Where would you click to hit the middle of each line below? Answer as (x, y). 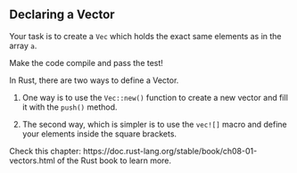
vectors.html (32, 161)
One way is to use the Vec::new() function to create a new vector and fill (155, 97)
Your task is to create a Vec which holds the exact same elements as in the (146, 36)
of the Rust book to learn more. (114, 161)
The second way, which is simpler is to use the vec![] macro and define (154, 124)
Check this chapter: (45, 151)
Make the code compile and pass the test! (86, 62)
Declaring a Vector (62, 15)
